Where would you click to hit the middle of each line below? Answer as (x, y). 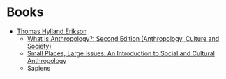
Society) (39, 46)
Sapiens (39, 68)
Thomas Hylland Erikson (52, 31)
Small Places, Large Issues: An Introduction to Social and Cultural (121, 53)
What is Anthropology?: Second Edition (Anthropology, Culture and (123, 38)
